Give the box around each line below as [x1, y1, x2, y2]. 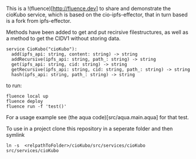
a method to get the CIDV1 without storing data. [6, 35, 121, 42]
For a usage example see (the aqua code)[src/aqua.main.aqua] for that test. [6, 114, 190, 120]
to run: [6, 82, 22, 89]
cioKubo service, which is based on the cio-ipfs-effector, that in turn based [6, 11, 188, 18]
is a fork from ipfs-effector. [6, 18, 72, 24]
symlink [6, 132, 25, 138]
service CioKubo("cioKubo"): [6, 46, 77, 52]
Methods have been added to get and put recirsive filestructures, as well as [6, 29, 189, 36]
